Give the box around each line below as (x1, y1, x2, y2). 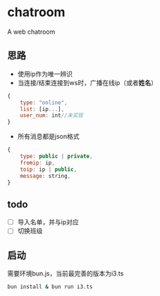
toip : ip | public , (20, 166, 78, 173)
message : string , (20, 172, 71, 179)
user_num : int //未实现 (20, 112, 83, 120)
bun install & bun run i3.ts (7, 283, 93, 290)
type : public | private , (20, 153, 93, 160)
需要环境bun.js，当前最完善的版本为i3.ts (7, 269, 124, 278)
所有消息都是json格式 (17, 132, 80, 141)
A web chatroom (7, 27, 56, 36)
